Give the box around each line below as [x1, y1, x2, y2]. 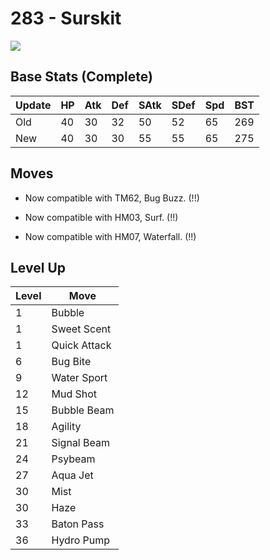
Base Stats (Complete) [10, 68, 153, 86]
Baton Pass [51, 517, 105, 531]
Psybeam [51, 452, 96, 466]
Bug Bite [51, 355, 92, 369]
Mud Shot [51, 387, 98, 401]
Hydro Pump [51, 533, 111, 547]
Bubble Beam [51, 403, 115, 417]
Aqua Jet [51, 468, 94, 482]
